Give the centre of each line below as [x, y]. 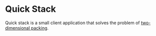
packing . [40, 28]
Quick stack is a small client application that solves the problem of [73, 23]
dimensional [18, 28]
